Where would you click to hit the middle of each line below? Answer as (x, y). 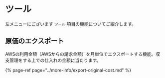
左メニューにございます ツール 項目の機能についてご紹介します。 (71, 24)
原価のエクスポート (35, 41)
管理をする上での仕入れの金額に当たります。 (55, 60)
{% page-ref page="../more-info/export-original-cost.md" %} (68, 70)
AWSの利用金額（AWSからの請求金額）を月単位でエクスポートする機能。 (81, 54)
